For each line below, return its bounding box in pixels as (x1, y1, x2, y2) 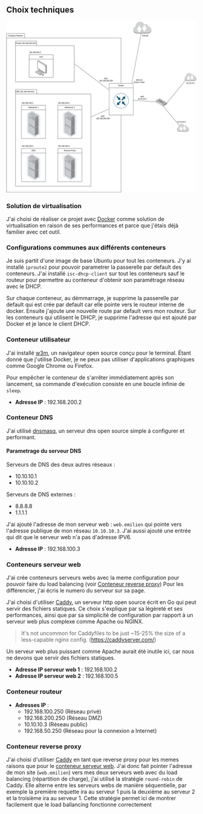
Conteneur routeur (6, 688, 62, 696)
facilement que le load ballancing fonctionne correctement (6, 801, 152, 808)
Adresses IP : (14, 701, 50, 709)
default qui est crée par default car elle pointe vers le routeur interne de (6, 301, 185, 308)
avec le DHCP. (6, 283, 42, 290)
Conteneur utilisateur (6, 335, 71, 344)
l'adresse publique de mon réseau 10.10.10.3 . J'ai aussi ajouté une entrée (6, 527, 192, 534)
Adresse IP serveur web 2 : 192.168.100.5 (14, 672, 118, 680)
